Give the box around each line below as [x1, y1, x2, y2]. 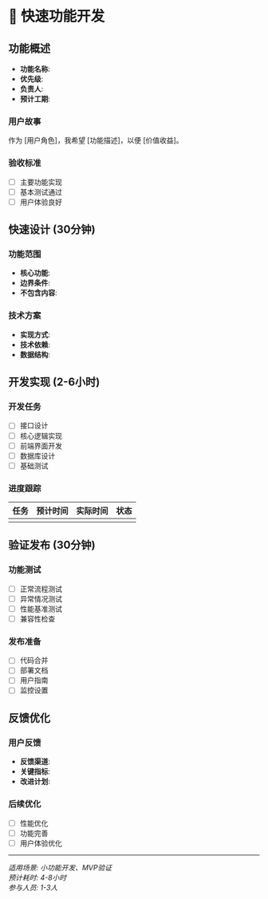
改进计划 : [19, 777, 50, 787]
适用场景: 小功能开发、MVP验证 [8, 862, 112, 872]
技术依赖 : [19, 340, 50, 349]
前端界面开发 [19, 440, 62, 451]
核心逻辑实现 [19, 431, 62, 440]
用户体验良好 [19, 197, 62, 207]
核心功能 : [19, 268, 50, 278]
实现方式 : [19, 329, 50, 339]
